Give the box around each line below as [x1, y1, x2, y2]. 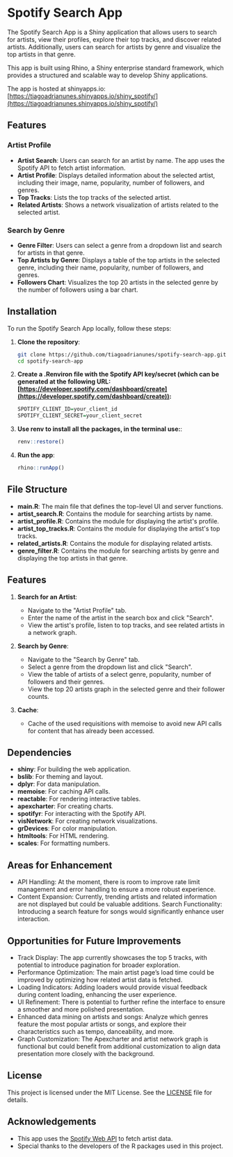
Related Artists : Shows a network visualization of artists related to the [17, 200, 219, 209]
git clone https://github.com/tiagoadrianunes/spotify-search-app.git [17, 351, 227, 358]
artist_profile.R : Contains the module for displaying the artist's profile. [17, 517, 219, 525]
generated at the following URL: [17, 377, 111, 386]
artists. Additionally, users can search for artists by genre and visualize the [7, 42, 221, 51]
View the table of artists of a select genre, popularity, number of [27, 670, 211, 678]
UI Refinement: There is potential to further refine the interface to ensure [17, 998, 226, 1007]
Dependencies [7, 747, 72, 758]
